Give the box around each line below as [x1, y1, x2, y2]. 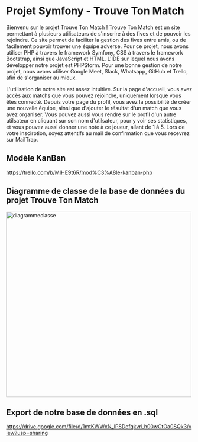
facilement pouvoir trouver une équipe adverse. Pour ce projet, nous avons [6, 43, 189, 50]
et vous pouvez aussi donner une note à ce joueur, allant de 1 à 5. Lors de [6, 123, 185, 130]
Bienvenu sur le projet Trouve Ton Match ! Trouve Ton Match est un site [6, 24, 180, 31]
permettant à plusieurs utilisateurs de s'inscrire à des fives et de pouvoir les [6, 30, 191, 37]
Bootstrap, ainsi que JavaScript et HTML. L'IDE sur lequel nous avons [6, 55, 175, 62]
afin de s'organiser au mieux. [6, 74, 77, 81]
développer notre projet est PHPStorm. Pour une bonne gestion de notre [6, 61, 182, 69]
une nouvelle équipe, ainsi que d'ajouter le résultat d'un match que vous [6, 104, 182, 111]
